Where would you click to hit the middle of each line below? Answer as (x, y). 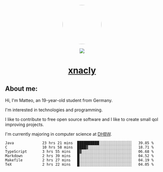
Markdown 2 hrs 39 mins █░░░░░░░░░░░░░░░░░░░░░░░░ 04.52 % (79, 156)
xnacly (82, 71)
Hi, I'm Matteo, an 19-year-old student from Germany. (59, 100)
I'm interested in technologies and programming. (54, 110)
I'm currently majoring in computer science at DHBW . (59, 134)
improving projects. (24, 124)
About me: (21, 88)
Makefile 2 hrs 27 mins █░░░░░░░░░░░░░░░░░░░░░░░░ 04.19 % (79, 160)
